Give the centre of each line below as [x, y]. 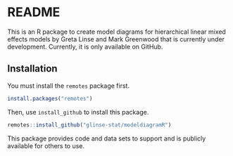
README [34, 12]
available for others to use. [46, 145]
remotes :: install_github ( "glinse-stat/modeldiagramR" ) [89, 125]
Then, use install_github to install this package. [78, 112]
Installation [32, 69]
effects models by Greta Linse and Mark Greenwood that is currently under [116, 39]
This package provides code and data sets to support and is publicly [107, 138]
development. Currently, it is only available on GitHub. [85, 46]
